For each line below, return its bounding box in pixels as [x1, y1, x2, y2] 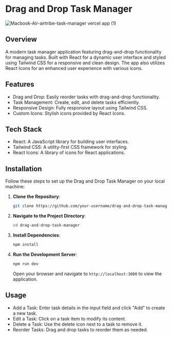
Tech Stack [5, 124, 42, 134]
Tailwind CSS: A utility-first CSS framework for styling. [12, 144, 128, 150]
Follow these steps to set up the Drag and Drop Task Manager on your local [5, 178, 165, 184]
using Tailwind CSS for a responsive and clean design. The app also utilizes [5, 60, 165, 66]
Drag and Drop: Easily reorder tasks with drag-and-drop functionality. [12, 94, 160, 100]
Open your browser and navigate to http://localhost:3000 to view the [12, 271, 162, 277]
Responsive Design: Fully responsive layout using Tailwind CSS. [12, 104, 148, 111]
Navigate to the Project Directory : [12, 213, 86, 219]
